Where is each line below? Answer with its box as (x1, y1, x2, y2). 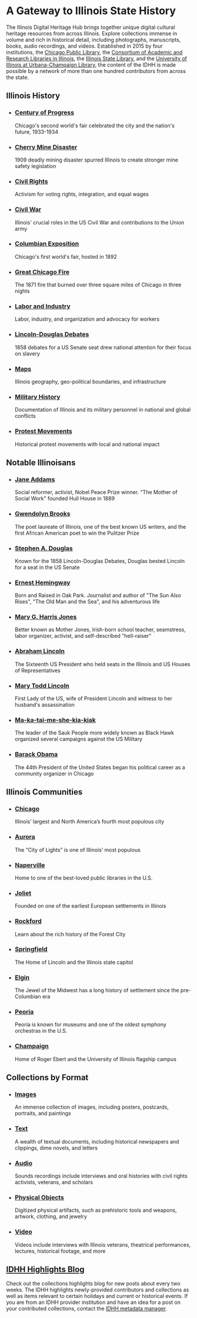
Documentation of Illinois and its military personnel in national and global (14, 406, 191, 413)
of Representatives (14, 667, 61, 674)
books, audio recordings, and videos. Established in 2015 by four (6, 42, 163, 50)
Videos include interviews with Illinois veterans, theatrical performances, (14, 1241, 191, 1248)
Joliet (14, 889, 31, 897)
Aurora (14, 833, 35, 841)
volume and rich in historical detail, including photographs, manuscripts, (6, 36, 181, 43)
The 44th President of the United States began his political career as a (14, 763, 185, 770)
